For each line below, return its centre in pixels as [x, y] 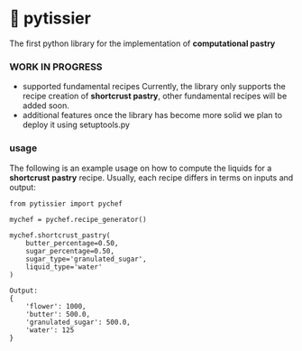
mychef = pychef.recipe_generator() [78, 219]
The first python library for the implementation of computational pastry [142, 43]
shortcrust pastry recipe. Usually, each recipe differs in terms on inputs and [151, 177]
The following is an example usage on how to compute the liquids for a [141, 168]
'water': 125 [50, 330]
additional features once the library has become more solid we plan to [152, 115]
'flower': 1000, [56, 306]
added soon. [46, 106]
